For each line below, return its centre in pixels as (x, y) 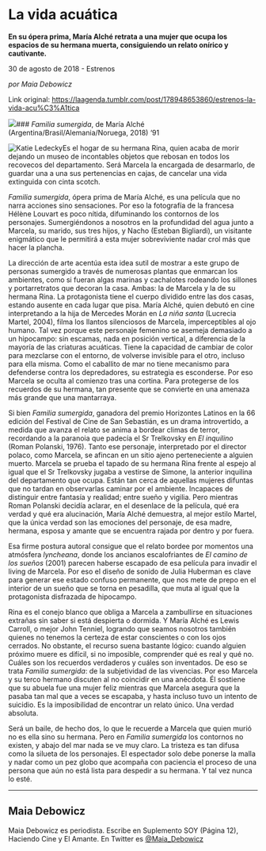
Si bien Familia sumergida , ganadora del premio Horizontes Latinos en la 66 (132, 413)
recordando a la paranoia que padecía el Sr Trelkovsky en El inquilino (121, 438)
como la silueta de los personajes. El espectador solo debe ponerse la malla (132, 754)
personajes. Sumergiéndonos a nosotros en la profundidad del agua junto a (131, 222)
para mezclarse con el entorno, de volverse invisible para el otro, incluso (127, 355)
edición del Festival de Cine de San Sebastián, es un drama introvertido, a (129, 421)
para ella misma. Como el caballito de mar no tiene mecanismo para (119, 364)
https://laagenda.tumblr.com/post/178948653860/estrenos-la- (154, 99)
